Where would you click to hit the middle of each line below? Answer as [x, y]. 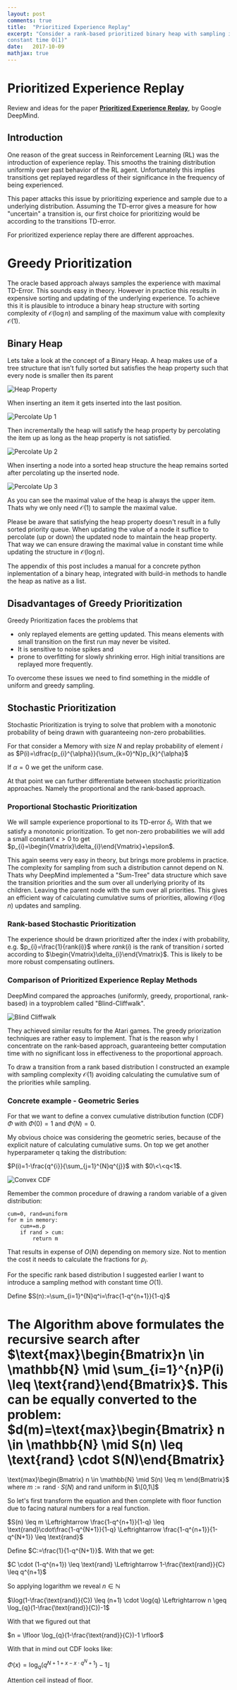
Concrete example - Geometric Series [73, 1101]
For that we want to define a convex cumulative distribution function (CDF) [116, 1116]
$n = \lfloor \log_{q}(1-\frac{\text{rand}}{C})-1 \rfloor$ [86, 1635]
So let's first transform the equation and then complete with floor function [115, 1500]
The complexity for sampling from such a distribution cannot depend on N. [116, 868]
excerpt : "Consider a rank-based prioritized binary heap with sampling [116, 34]
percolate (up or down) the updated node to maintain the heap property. [112, 537]
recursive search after [74, 1339]
